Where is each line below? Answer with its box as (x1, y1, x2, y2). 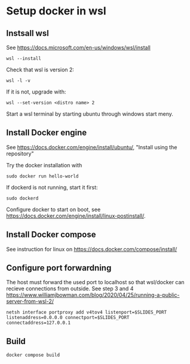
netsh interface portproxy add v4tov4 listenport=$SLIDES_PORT (6, 309, 167, 315)
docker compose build (6, 352, 60, 358)
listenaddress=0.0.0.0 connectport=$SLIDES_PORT (6, 315, 130, 321)
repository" (6, 150, 34, 157)
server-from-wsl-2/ (6, 298, 54, 305)
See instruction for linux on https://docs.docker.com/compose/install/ (6, 245, 177, 252)
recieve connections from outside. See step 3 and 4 (6, 285, 134, 292)
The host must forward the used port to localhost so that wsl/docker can (6, 279, 185, 286)
